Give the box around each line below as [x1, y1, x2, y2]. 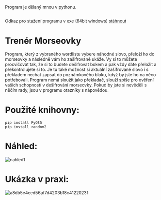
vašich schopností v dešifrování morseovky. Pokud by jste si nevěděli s [5, 82, 147, 88]
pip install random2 [5, 125, 47, 130]
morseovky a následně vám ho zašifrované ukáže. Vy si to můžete [5, 56, 137, 62]
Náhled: [5, 141, 38, 152]
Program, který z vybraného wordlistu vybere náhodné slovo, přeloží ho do [5, 51, 155, 57]
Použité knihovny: [5, 104, 80, 116]
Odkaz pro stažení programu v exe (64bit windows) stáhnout [5, 18, 127, 24]
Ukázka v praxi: [5, 174, 69, 185]
